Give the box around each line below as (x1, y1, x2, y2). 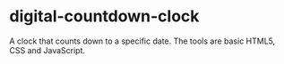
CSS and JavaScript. (9, 44, 86, 55)
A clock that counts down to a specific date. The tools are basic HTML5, (9, 36, 276, 46)
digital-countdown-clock (9, 6, 200, 27)
